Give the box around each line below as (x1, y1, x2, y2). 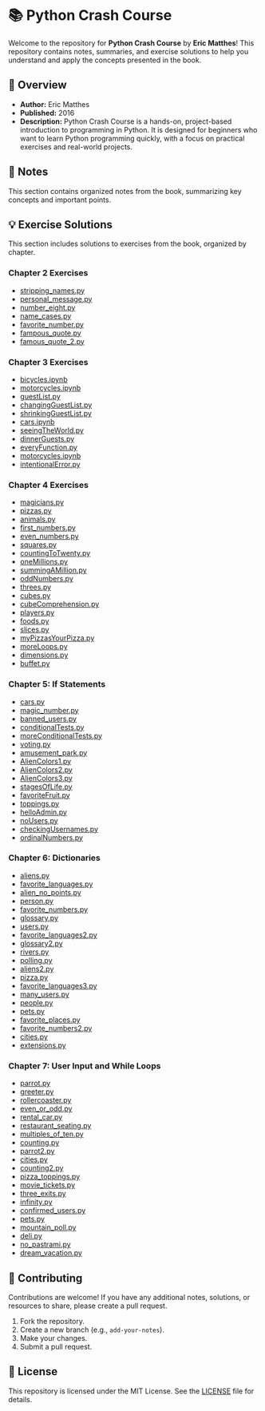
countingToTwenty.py (19, 549, 91, 558)
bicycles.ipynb (19, 375, 68, 384)
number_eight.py (19, 303, 76, 312)
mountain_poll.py (19, 1223, 77, 1232)
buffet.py (19, 659, 50, 668)
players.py (19, 608, 55, 617)
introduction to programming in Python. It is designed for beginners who (19, 125, 258, 134)
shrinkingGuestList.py (19, 408, 92, 418)
